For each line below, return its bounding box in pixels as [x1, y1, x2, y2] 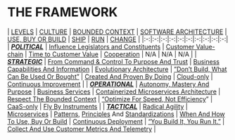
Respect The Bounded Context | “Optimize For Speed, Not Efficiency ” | [7, 94, 213, 103]
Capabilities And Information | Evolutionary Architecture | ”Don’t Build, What [7, 65, 227, 73]
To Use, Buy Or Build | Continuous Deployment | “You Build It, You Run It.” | [7, 117, 225, 125]
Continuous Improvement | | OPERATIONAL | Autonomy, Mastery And [7, 79, 210, 88]
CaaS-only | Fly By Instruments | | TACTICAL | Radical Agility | [7, 102, 188, 110]
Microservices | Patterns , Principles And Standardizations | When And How [7, 110, 225, 118]
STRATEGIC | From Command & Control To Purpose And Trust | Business [7, 57, 220, 65]
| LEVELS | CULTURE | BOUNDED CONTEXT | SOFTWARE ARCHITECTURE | [7, 27, 227, 36]
